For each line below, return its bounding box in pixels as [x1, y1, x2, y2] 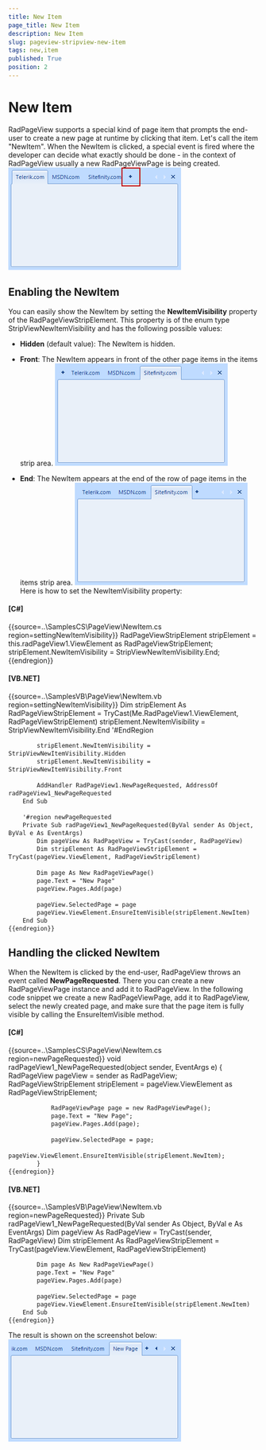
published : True [8, 55, 62, 63]
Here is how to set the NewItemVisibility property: [19, 585, 183, 596]
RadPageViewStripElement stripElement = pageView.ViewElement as [8, 1079, 233, 1089]
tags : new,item [8, 46, 59, 55]
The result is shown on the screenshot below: [8, 1331, 157, 1340]
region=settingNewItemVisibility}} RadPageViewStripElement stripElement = [8, 630, 256, 639]
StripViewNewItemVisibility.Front [8, 766, 123, 774]
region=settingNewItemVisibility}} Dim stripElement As [8, 700, 187, 709]
